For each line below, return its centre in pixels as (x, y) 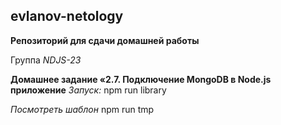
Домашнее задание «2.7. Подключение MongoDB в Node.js (141, 79)
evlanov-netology (67, 16)
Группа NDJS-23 (46, 60)
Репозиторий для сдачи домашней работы (105, 40)
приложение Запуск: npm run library (88, 90)
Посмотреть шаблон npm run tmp (82, 109)
